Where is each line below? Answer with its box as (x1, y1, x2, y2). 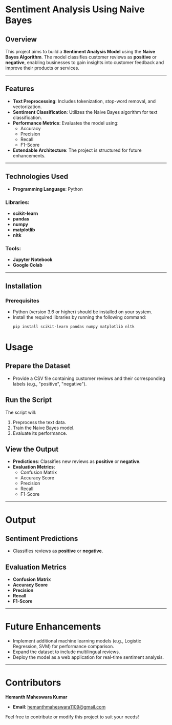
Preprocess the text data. (12, 419, 67, 425)
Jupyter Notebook (12, 256, 53, 263)
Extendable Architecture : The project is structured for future (12, 147, 142, 153)
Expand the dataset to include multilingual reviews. (12, 649, 120, 655)
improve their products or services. (5, 65, 79, 71)
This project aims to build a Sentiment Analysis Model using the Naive (5, 49, 155, 54)
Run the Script (5, 396, 52, 405)
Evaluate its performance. (12, 430, 68, 436)
